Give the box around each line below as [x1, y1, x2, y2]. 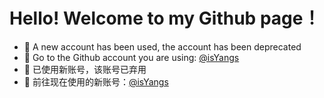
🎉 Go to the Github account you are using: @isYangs [23, 51, 240, 63]
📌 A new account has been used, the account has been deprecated [23, 40, 302, 53]
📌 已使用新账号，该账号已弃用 [23, 63, 147, 75]
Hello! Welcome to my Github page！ [9, 7, 321, 30]
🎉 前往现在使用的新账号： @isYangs [23, 75, 169, 88]
